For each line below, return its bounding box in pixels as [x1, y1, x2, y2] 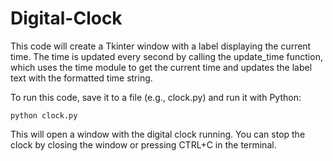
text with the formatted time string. [10, 72, 153, 84]
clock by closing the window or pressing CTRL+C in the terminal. [10, 138, 277, 151]
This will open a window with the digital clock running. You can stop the [10, 128, 306, 140]
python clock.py [10, 110, 78, 121]
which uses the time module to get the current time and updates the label [10, 61, 313, 73]
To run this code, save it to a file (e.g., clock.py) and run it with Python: [10, 91, 302, 103]
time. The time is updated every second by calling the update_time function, [10, 50, 323, 62]
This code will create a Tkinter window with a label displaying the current [10, 40, 312, 52]
